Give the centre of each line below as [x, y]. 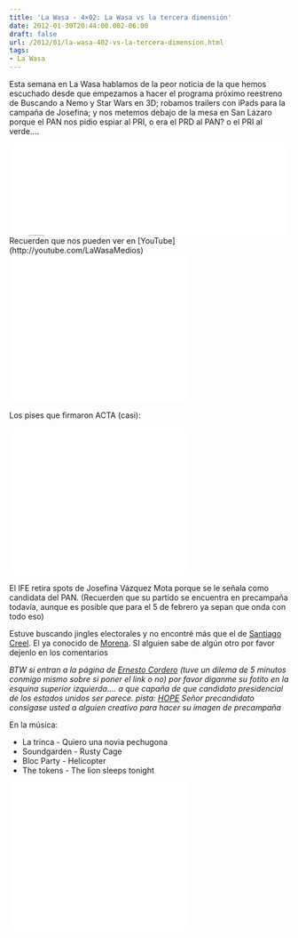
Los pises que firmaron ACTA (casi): [75, 415]
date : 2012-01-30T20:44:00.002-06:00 [79, 26]
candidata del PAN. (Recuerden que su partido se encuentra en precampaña [149, 597]
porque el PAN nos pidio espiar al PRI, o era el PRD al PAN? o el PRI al [136, 122]
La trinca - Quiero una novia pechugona [95, 742]
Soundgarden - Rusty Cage [72, 751]
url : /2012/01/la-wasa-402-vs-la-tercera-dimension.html [117, 42]
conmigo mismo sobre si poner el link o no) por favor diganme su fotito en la [149, 679]
